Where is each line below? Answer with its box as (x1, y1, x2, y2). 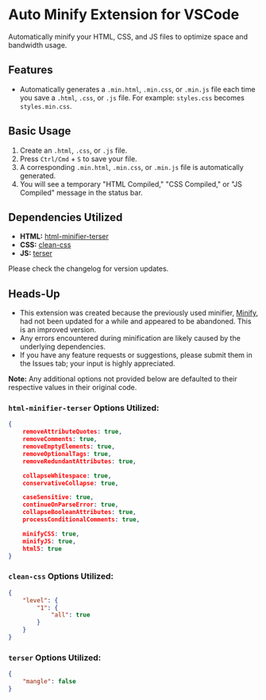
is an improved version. (19, 325, 97, 335)
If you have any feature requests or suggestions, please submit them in (19, 350, 253, 360)
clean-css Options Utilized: (8, 570, 114, 582)
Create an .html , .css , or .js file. (19, 145, 128, 155)
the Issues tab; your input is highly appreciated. (19, 359, 175, 369)
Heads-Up (8, 287, 61, 300)
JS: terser (19, 249, 53, 258)
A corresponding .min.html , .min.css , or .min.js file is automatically (19, 162, 244, 172)
